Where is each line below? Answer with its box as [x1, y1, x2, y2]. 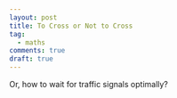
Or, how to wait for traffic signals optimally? [9, 79, 169, 89]
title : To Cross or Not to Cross [9, 21, 133, 30]
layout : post [9, 12, 58, 22]
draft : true [9, 54, 53, 63]
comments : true [9, 46, 66, 55]
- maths [17, 37, 46, 47]
